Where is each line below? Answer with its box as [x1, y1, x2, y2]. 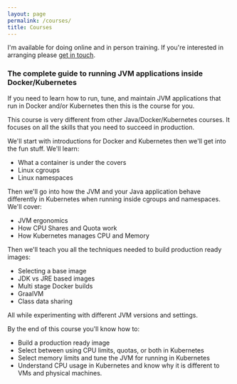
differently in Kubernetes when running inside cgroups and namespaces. [7, 194, 221, 203]
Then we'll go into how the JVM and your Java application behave [7, 187, 201, 196]
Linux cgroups [17, 166, 60, 174]
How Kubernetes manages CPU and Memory [17, 231, 149, 240]
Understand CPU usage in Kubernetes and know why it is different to [17, 361, 220, 370]
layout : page [7, 10, 46, 18]
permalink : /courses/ [7, 17, 72, 24]
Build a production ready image [17, 338, 110, 347]
